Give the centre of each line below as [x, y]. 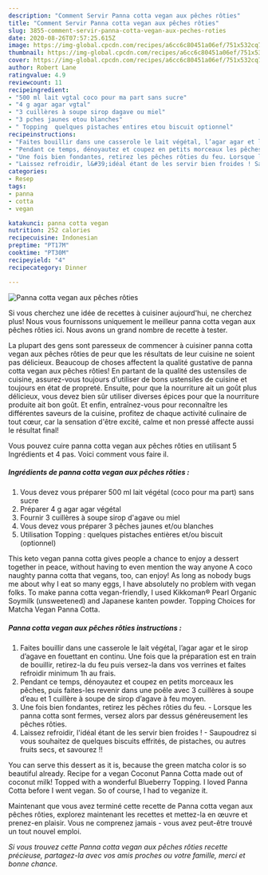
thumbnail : [26, 53]
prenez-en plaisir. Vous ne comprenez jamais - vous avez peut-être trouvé [130, 823]
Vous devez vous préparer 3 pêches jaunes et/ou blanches [116, 526]
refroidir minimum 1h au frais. [68, 673]
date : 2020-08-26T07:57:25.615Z [62, 38]
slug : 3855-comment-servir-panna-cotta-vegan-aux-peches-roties [117, 30]
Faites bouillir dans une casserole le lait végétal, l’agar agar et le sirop [134, 648]
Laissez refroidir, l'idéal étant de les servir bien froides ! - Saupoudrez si [138, 733]
